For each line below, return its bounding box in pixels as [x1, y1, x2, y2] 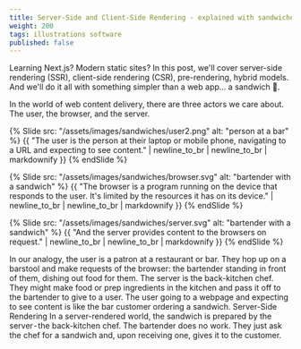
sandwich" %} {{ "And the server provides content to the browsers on [9, 227, 267, 238]
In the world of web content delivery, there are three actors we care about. [9, 99, 285, 110]
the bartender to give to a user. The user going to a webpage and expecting [9, 292, 289, 302]
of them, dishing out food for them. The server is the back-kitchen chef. [9, 273, 274, 284]
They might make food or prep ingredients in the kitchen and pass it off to [9, 283, 281, 294]
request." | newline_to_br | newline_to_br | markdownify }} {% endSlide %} [9, 236, 284, 247]
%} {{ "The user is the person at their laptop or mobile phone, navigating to [9, 135, 287, 146]
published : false [9, 38, 74, 47]
